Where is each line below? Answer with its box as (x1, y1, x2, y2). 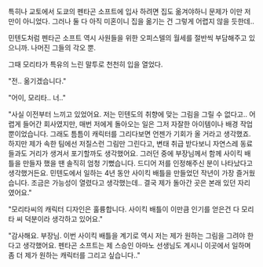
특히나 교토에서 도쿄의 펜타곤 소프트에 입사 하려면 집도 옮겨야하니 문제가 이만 (8, 7, 243, 16)
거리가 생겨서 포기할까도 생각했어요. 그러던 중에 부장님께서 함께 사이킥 (28, 149, 243, 158)
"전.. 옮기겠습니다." (8, 77, 67, 85)
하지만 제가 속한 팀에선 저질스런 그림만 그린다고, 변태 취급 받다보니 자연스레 (8, 139, 239, 148)
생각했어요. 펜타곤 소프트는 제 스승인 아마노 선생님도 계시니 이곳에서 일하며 (22, 241, 251, 250)
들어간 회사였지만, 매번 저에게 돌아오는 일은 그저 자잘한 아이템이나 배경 (22, 120, 239, 128)
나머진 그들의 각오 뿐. (31, 43, 97, 52)
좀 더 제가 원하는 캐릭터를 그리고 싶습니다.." (8, 251, 141, 260)
